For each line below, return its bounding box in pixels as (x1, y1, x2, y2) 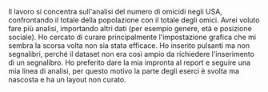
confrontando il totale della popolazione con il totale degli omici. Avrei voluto (8, 15, 260, 25)
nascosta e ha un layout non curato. (8, 75, 126, 84)
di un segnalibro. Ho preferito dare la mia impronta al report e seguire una (8, 58, 250, 67)
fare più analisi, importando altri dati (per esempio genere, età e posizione (8, 24, 252, 33)
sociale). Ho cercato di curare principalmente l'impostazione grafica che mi (8, 32, 257, 42)
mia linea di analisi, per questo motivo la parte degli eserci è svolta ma (8, 66, 240, 75)
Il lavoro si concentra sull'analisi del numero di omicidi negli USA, (8, 7, 222, 16)
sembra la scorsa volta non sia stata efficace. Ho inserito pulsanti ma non (8, 41, 250, 50)
